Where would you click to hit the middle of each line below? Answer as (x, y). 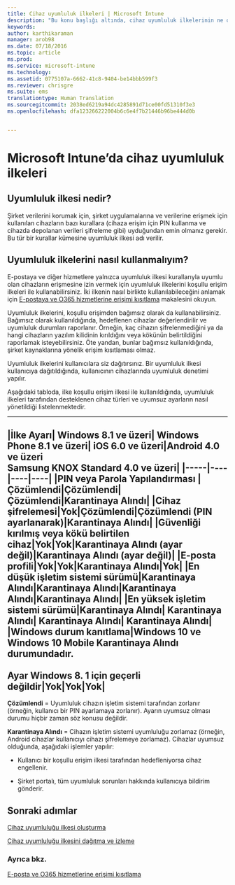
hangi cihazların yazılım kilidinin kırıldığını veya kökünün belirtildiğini (105, 335)
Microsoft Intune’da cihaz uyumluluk (116, 158)
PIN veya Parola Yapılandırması (126, 479)
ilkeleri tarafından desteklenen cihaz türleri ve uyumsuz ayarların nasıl (108, 399)
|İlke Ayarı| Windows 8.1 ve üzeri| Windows (103, 435)
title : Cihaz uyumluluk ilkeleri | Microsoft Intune (86, 14)
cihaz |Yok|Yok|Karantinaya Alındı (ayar (95, 544)
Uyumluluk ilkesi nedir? (59, 199)
